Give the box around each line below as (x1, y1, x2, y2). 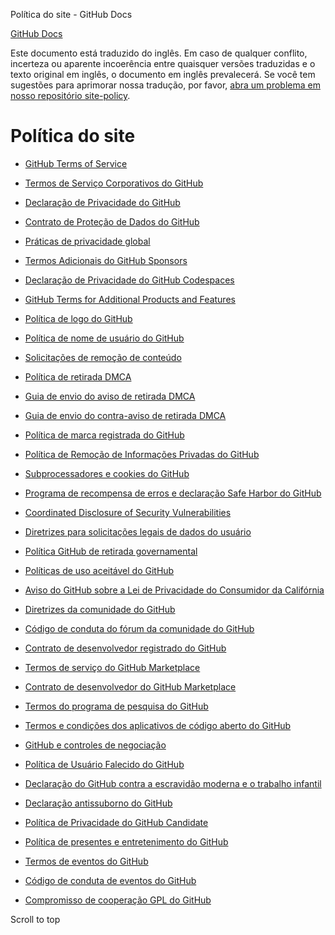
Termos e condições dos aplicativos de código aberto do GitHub (24, 719, 292, 731)
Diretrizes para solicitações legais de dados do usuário (24, 525, 252, 538)
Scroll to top (10, 913, 61, 925)
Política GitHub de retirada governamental (24, 545, 198, 557)
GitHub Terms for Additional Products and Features (24, 293, 236, 305)
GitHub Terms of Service (24, 157, 128, 169)
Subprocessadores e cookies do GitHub (24, 467, 190, 479)
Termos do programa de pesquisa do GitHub (24, 700, 209, 712)
